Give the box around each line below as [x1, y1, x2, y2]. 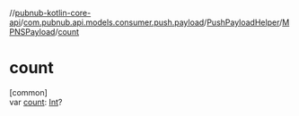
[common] [9, 87, 48, 97]
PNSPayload [9, 27, 56, 37]
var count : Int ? [9, 96, 63, 107]
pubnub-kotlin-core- [14, 8, 92, 18]
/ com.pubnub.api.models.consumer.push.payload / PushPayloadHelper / [20, 17, 283, 28]
